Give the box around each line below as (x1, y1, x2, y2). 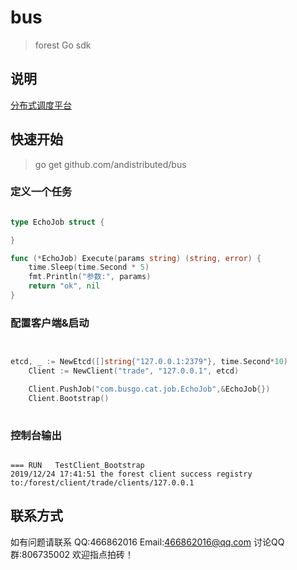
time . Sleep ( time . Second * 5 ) (28, 262, 150, 273)
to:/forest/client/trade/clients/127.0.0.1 (10, 477, 195, 488)
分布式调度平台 (10, 99, 72, 111)
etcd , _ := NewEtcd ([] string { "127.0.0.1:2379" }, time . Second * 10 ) (10, 357, 288, 367)
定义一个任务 (10, 185, 73, 199)
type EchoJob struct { (10, 217, 105, 227)
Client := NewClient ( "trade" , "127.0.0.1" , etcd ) (28, 366, 240, 376)
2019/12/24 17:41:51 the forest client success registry (10, 469, 253, 479)
